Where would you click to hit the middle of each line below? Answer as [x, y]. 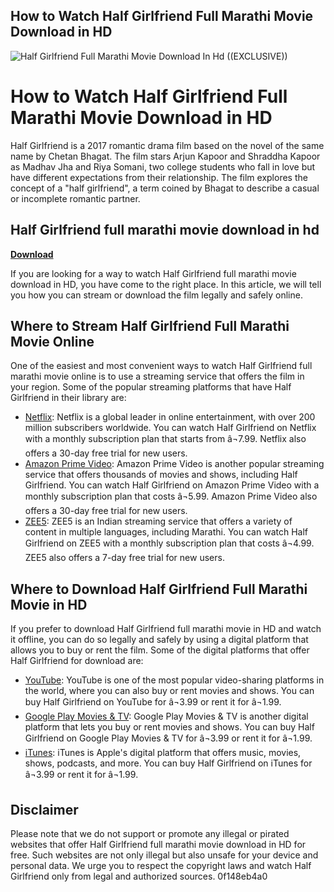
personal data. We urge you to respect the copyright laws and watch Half [161, 865]
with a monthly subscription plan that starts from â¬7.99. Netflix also [165, 439]
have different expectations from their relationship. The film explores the [159, 177]
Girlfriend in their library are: [68, 398]
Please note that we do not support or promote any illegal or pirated [150, 833]
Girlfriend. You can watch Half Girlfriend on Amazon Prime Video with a [172, 485]
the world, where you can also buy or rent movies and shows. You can [169, 691]
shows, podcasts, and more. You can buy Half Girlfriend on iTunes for [168, 763]
